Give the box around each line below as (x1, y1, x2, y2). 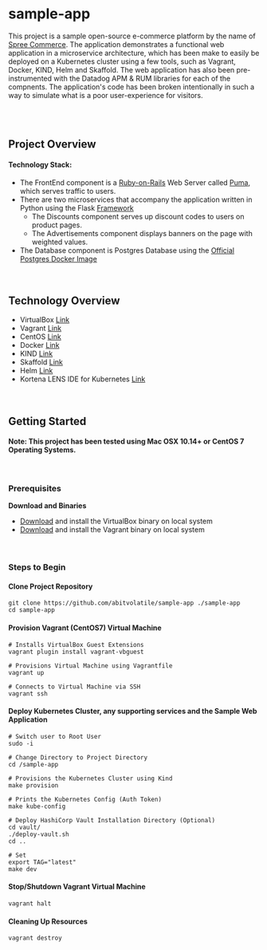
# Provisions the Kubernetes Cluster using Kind (8, 775, 173, 782)
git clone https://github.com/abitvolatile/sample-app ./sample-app (8, 599, 241, 607)
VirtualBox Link (19, 315, 70, 325)
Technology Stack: (8, 160, 73, 169)
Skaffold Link (19, 357, 64, 367)
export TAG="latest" (8, 858, 77, 866)
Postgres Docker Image (19, 254, 97, 263)
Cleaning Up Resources (8, 916, 88, 926)
